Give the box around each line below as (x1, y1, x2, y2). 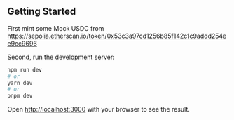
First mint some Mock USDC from (7, 24, 104, 32)
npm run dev (7, 66, 42, 73)
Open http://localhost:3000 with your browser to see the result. (7, 105, 191, 114)
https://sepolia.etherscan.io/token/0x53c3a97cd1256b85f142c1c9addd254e (7, 32, 227, 40)
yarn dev (7, 79, 33, 86)
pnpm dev (7, 93, 33, 100)
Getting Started (7, 6, 76, 18)
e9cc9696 (7, 39, 37, 48)
